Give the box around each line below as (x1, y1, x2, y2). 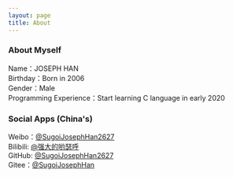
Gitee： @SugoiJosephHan (8, 160, 95, 170)
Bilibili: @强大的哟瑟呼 (8, 142, 80, 152)
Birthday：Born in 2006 (8, 73, 85, 83)
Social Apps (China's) (8, 113, 93, 124)
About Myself (8, 45, 61, 56)
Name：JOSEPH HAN (8, 64, 79, 73)
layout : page (8, 11, 51, 20)
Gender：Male (8, 83, 55, 93)
